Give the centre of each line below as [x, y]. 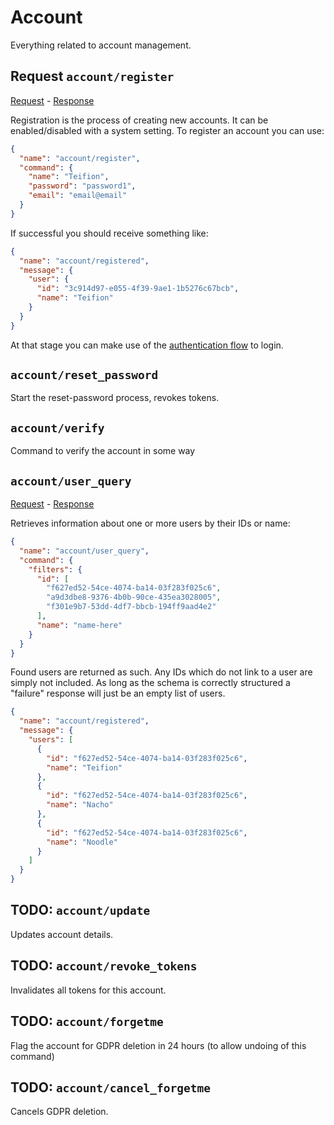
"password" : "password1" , [82, 186]
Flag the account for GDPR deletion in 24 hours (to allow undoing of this [158, 1045]
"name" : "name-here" [79, 625]
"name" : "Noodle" [82, 842]
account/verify [57, 428]
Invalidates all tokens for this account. [88, 990]
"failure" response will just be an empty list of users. [118, 693]
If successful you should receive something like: [109, 233]
